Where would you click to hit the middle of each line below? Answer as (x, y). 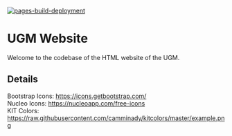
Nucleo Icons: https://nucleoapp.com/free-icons (76, 103)
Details (23, 79)
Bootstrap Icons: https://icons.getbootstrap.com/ (77, 96)
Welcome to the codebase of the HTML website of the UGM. (93, 57)
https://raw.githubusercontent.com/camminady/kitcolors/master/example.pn (116, 118)
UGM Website (48, 39)
